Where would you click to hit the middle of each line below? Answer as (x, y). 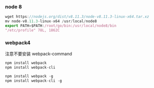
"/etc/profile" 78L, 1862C (32, 30)
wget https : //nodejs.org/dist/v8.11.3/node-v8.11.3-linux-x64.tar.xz (77, 17)
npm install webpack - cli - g (34, 81)
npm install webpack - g (29, 76)
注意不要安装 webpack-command (38, 54)
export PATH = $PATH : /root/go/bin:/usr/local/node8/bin (61, 26)
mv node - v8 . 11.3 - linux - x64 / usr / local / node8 (51, 21)
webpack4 (18, 43)
